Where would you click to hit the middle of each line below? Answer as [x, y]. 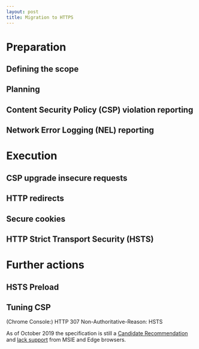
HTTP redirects [35, 198]
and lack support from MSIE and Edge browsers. [66, 340]
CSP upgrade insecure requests [67, 178]
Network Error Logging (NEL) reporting [80, 130]
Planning [23, 90]
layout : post [22, 12]
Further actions [46, 265]
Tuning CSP [28, 307]
